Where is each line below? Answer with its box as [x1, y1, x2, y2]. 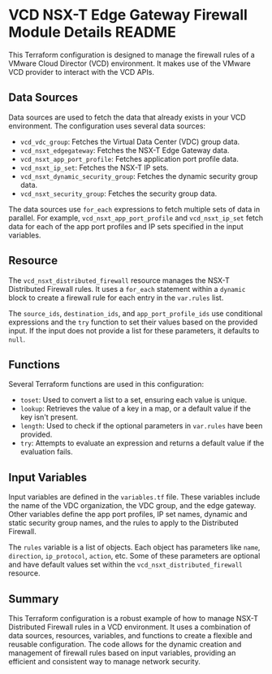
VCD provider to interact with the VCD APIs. [8, 67, 154, 76]
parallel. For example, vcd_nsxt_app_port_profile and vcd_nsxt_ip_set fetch [8, 213, 264, 223]
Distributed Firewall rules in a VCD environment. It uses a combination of [8, 622, 251, 632]
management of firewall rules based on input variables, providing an [8, 648, 236, 658]
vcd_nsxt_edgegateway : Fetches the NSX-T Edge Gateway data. [19, 145, 230, 155]
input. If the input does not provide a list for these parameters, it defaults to [8, 325, 260, 335]
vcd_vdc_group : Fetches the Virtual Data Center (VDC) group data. [19, 137, 240, 146]
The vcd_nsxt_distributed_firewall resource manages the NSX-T [8, 275, 230, 285]
